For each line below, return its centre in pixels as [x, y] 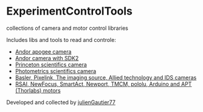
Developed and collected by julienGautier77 [61, 102]
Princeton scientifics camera [51, 65]
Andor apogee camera [43, 51]
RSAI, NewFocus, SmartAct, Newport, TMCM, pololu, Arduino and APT [103, 84]
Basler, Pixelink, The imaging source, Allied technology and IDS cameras [106, 77]
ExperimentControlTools [69, 11]
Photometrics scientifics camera [56, 71]
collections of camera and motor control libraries [67, 28]
